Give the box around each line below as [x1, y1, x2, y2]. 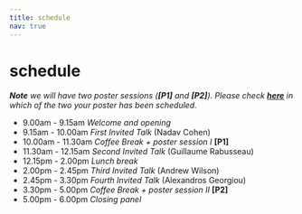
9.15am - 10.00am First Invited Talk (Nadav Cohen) [22, 127, 211, 138]
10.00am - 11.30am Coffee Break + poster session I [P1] [22, 136, 229, 147]
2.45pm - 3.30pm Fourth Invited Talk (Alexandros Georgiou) [22, 175, 247, 186]
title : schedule [9, 13, 71, 23]
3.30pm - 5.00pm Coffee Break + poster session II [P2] [22, 184, 229, 195]
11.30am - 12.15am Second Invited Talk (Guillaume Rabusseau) [22, 146, 255, 157]
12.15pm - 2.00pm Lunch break [22, 155, 138, 167]
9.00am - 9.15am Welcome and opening [22, 117, 172, 128]
